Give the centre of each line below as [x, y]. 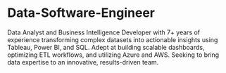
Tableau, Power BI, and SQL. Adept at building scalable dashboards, [106, 47]
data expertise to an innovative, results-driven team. [83, 62]
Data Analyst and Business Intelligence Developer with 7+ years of [104, 32]
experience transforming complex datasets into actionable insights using [113, 39]
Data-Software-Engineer [81, 13]
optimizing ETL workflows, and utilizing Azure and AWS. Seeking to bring [113, 55]
